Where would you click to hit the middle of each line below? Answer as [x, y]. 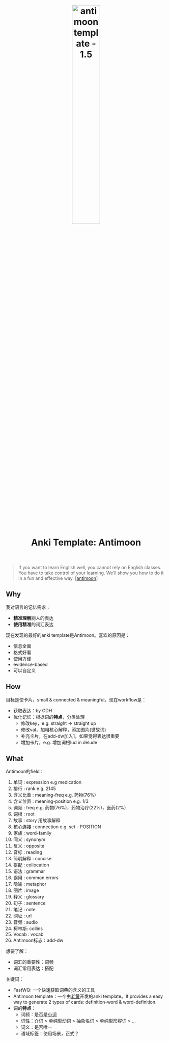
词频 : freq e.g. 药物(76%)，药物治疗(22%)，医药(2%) [69, 808]
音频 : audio [25, 922]
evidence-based [30, 664]
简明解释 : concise [32, 859]
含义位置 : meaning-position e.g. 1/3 [51, 801]
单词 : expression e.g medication [47, 782]
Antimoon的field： [25, 771]
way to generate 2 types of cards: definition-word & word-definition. [85, 1002]
